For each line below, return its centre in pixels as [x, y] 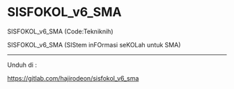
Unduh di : [22, 65]
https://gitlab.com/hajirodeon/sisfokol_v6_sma [73, 78]
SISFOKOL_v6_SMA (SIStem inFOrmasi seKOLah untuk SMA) [94, 44]
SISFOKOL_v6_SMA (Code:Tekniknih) [60, 31]
